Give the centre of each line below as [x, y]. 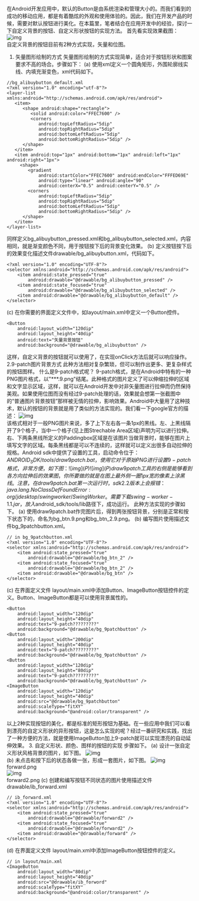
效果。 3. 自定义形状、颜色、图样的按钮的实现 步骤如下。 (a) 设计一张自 [98, 745]
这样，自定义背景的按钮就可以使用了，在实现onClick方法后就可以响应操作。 [98, 357]
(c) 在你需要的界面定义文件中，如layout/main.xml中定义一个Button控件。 [95, 312]
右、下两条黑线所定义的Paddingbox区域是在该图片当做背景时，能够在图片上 [99, 438]
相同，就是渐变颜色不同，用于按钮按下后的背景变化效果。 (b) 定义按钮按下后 [99, 246]
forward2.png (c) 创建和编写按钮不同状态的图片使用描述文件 [79, 780]
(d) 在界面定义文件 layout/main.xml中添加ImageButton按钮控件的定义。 [93, 850]
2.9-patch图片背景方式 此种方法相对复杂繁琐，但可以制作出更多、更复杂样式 [99, 364]
